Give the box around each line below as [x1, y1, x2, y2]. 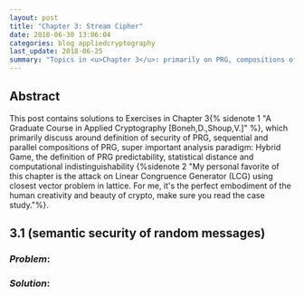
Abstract [9, 89, 61, 104]
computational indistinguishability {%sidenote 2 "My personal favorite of [9, 160, 280, 172]
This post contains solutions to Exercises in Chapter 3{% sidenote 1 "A [9, 112, 271, 123]
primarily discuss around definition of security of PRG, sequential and [9, 132, 269, 143]
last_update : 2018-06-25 [9, 47, 103, 56]
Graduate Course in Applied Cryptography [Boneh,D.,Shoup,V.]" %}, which [9, 122, 289, 133]
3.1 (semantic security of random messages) [9, 225, 266, 241]
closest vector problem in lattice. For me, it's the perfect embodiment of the [9, 180, 291, 191]
